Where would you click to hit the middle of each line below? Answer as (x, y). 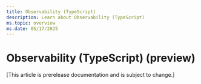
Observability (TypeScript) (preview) (101, 58)
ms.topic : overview (31, 23)
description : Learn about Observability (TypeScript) (76, 17)
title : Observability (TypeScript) (51, 12)
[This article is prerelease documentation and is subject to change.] (91, 75)
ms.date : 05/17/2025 (32, 28)
